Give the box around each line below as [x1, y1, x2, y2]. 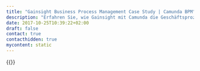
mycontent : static [6, 42, 52, 48]
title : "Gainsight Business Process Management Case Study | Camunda [6, 8, 183, 15]
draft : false [6, 25, 39, 32]
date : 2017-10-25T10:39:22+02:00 [6, 20, 89, 26]
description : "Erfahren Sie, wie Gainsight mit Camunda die [6, 14, 159, 20]
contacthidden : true [6, 36, 58, 42]
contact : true [6, 31, 42, 37]
